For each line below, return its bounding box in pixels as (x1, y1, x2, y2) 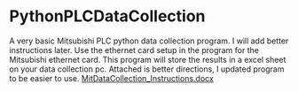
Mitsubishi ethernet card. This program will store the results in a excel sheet (9, 54, 286, 65)
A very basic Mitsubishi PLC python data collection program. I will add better (9, 35, 289, 46)
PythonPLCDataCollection (9, 6, 206, 27)
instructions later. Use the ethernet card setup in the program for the (9, 44, 260, 55)
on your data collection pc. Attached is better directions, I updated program (9, 64, 285, 74)
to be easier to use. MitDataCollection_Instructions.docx (9, 73, 215, 83)
